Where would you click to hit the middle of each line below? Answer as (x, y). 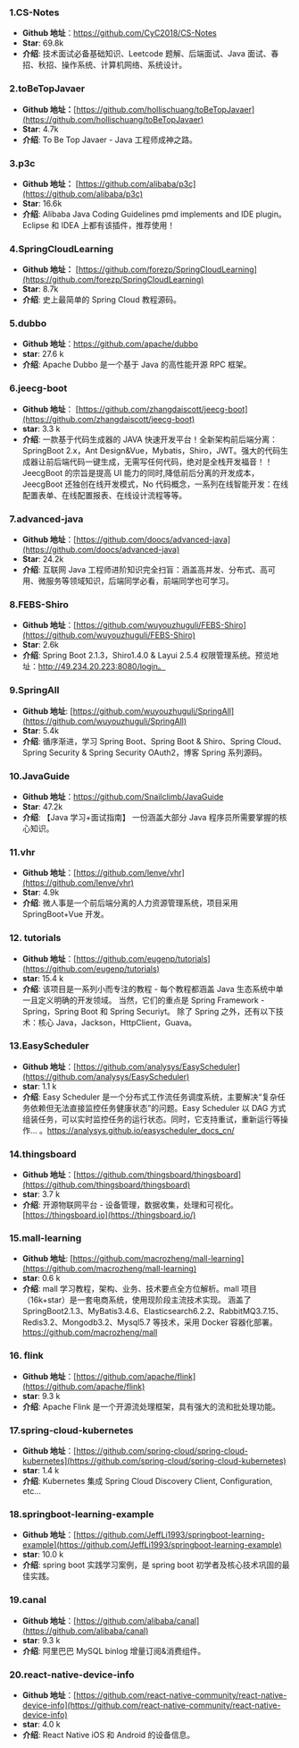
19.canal (28, 1600)
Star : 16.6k (42, 203)
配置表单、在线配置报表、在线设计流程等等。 (104, 495)
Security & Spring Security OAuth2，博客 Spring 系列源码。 (158, 752)
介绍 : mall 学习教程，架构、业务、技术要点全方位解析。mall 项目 (139, 1289)
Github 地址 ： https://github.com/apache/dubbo (110, 344)
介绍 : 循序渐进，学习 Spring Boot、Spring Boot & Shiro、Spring (138, 741)
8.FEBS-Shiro (39, 604)
